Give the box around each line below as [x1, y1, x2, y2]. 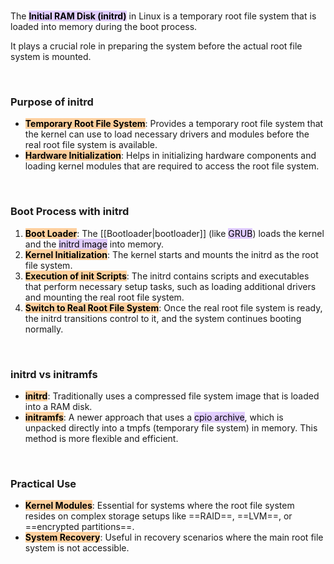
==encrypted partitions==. [24, 521, 135, 533]
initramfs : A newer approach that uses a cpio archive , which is [24, 411, 284, 423]
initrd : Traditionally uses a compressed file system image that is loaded [24, 390, 320, 402]
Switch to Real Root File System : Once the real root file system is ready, [24, 301, 323, 314]
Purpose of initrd [10, 95, 94, 109]
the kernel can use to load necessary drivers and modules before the [24, 128, 310, 140]
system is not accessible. [24, 542, 130, 554]
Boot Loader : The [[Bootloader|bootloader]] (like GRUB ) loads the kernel [24, 227, 325, 239]
